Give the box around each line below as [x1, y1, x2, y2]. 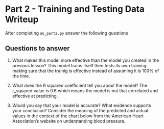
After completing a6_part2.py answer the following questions [5, 30, 128, 36]
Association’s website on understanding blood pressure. [12, 118, 126, 124]
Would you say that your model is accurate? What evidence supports [12, 102, 151, 108]
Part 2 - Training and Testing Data [5, 3, 145, 15]
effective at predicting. [12, 93, 58, 99]
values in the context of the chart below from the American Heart [12, 113, 144, 119]
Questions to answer [5, 44, 70, 52]
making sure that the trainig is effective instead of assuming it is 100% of [12, 68, 159, 74]
